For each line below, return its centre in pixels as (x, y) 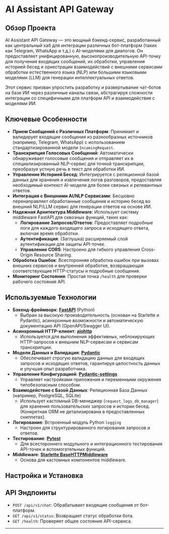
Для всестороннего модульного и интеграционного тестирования (91, 444)
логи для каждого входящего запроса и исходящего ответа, (85, 228)
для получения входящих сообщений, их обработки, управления (75, 61)
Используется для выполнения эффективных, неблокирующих (87, 336)
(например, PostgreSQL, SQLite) (47, 395)
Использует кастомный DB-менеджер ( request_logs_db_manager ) (89, 401)
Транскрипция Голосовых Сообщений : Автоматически (73, 153)
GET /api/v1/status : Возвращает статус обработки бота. (73, 515)
